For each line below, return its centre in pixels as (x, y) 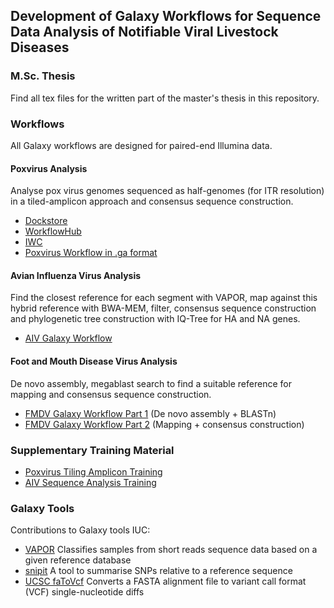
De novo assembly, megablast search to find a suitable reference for (151, 383)
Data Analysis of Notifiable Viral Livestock (144, 32)
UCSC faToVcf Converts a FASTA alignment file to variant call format (165, 581)
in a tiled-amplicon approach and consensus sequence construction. (152, 201)
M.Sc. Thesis (43, 76)
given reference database (78, 560)
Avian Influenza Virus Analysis (76, 275)
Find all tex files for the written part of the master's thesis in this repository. (165, 98)
